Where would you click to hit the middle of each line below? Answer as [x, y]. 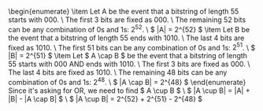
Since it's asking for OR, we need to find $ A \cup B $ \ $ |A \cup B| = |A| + [129, 91]
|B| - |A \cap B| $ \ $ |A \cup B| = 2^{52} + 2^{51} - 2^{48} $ [106, 98]
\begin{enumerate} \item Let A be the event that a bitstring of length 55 [124, 11]
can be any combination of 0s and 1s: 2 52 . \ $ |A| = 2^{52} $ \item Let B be [129, 29]
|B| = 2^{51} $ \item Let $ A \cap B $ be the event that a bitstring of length [128, 56]
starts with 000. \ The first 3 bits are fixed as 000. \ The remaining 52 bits [127, 20]
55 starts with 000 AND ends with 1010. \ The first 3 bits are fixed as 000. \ [129, 64]
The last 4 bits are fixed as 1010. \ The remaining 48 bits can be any [118, 72]
